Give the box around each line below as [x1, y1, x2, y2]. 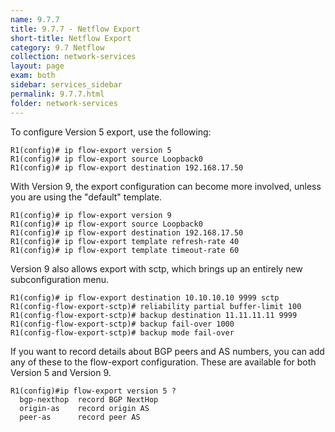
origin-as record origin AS [19, 403, 150, 413]
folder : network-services [10, 98, 118, 108]
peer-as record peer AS [19, 412, 141, 422]
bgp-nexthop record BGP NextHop [19, 394, 159, 405]
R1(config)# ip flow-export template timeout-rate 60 [10, 245, 240, 255]
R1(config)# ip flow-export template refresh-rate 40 [10, 236, 240, 246]
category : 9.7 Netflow [10, 42, 105, 53]
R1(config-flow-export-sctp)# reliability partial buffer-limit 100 [10, 301, 302, 311]
